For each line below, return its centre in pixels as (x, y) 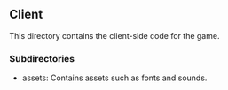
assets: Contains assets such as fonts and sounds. (114, 78)
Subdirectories (42, 58)
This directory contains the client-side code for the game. (114, 35)
